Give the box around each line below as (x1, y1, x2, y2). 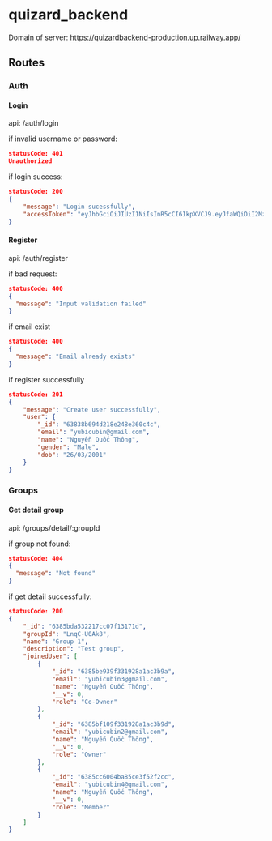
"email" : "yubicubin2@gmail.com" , (51, 728, 168, 736)
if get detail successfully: (8, 591, 92, 601)
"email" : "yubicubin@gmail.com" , (37, 428, 151, 437)
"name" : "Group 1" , (23, 638, 89, 646)
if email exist (8, 322, 51, 331)
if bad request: (8, 269, 57, 279)
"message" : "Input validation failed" (15, 300, 147, 308)
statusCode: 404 (8, 554, 63, 562)
